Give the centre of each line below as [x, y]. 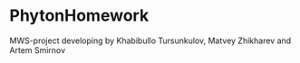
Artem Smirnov [38, 49]
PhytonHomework [79, 16]
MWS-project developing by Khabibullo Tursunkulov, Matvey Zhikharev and [150, 40]
